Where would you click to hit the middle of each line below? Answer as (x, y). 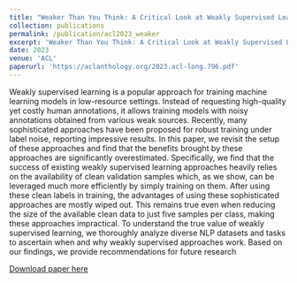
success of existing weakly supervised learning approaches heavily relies (143, 167)
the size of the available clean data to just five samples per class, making (142, 214)
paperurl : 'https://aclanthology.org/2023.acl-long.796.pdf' (124, 67)
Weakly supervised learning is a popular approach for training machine (138, 92)
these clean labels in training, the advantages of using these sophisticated (145, 195)
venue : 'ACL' (33, 58)
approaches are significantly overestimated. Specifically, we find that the (142, 157)
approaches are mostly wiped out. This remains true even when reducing (142, 204)
